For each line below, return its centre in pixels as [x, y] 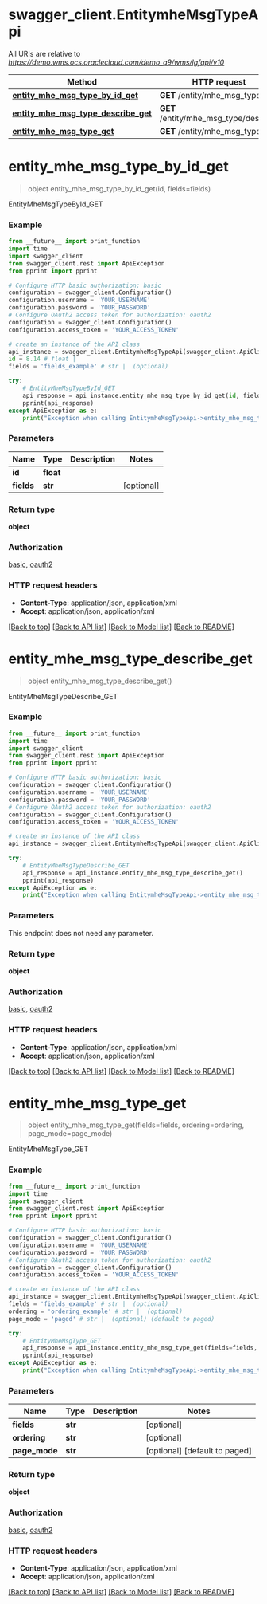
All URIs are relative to [44, 53]
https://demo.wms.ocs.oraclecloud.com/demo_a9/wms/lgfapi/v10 [116, 62]
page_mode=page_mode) [70, 1134]
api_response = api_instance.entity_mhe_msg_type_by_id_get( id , [131, 395]
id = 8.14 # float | [43, 359]
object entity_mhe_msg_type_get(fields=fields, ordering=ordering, [136, 1125]
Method [82, 81]
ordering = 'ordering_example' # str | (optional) [95, 1311]
